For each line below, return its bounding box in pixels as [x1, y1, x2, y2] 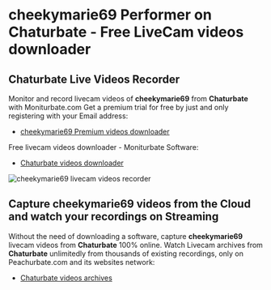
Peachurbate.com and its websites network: [8, 257, 155, 267]
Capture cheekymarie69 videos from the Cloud [8, 197, 251, 211]
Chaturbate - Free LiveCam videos [8, 23, 244, 41]
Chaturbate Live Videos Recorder [8, 72, 180, 86]
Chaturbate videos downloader [19, 158, 124, 168]
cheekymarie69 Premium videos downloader [19, 127, 170, 136]
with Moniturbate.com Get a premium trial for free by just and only [8, 103, 229, 112]
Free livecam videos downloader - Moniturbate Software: [8, 143, 199, 151]
